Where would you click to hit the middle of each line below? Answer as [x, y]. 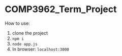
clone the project [30, 33]
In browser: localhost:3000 [41, 49]
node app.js [25, 44]
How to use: [17, 23]
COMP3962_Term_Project [61, 9]
